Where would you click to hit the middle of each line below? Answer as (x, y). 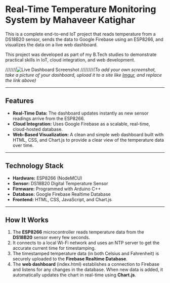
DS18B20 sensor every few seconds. (51, 238)
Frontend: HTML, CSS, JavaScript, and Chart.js (62, 199)
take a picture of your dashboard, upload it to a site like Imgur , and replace (83, 75)
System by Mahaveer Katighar (70, 20)
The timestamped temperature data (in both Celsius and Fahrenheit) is (86, 254)
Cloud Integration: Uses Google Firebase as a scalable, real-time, (81, 124)
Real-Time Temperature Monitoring (81, 9)
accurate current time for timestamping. (54, 248)
